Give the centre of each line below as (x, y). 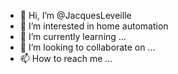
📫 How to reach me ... (66, 58)
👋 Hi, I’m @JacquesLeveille (75, 15)
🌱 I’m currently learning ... (73, 36)
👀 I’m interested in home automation (94, 26)
